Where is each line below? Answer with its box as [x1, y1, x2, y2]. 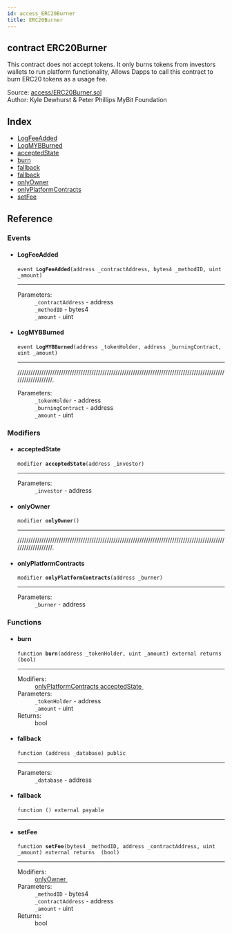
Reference [7, 213, 53, 224]
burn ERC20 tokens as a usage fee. [7, 75, 108, 84]
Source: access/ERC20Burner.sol [7, 88, 102, 97]
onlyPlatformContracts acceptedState [34, 682, 142, 690]
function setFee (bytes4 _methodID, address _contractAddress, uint [17, 843, 215, 850]
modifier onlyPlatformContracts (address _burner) [17, 574, 164, 582]
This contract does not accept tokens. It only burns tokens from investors [7, 60, 216, 69]
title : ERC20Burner [7, 17, 64, 23]
